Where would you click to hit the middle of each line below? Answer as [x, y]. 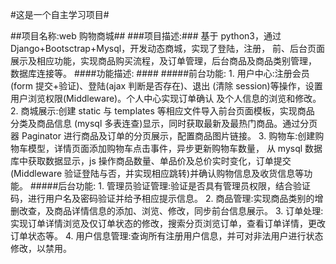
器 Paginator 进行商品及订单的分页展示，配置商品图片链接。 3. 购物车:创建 [163, 136]
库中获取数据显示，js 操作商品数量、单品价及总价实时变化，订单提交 [151, 161]
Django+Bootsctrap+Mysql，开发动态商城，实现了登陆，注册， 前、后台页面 [168, 48]
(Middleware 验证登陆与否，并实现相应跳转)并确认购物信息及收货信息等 [157, 173]
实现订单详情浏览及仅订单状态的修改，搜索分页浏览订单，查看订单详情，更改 [168, 223]
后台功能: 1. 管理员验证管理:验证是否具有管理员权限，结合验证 [184, 186]
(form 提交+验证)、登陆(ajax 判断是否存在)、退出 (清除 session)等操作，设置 [166, 86]
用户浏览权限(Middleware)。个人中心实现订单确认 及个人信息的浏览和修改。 [166, 98]
